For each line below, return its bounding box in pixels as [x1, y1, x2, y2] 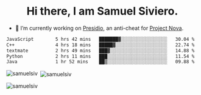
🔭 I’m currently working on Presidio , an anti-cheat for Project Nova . [15, 24, 184, 32]
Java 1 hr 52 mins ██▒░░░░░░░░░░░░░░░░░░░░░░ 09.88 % [6, 59, 195, 65]
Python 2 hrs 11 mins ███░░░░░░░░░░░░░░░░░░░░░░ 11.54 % [6, 53, 195, 59]
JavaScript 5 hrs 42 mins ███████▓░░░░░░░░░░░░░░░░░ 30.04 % [6, 36, 195, 42]
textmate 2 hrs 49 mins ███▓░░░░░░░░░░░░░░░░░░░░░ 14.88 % [6, 47, 195, 54]
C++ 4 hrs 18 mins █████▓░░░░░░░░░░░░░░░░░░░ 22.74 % [6, 41, 195, 48]
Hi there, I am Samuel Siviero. [26, 4, 178, 18]
